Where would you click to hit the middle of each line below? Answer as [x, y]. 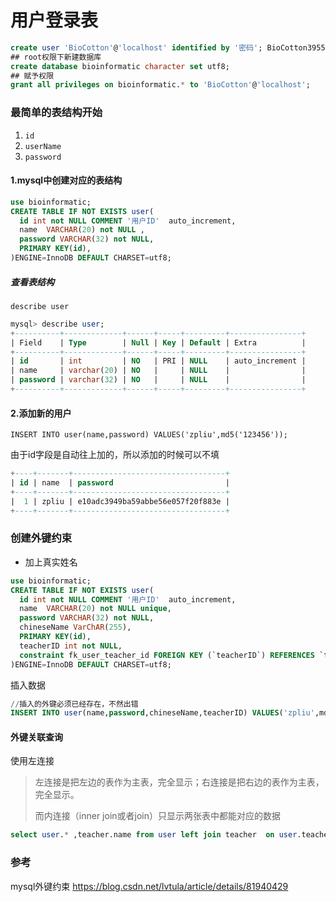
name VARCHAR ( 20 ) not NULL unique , [95, 609]
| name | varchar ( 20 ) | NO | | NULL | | [158, 371]
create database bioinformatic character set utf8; [120, 66]
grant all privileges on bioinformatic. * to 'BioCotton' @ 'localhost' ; [160, 85]
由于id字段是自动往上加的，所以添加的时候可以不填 [115, 455]
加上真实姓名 [51, 562]
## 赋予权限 [32, 76]
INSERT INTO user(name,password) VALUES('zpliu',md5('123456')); [149, 435]
